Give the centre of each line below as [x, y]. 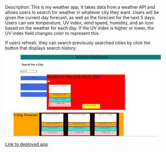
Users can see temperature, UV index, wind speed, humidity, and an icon [80, 23]
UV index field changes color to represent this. [52, 33]
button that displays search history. [41, 48]
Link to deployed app [27, 144]
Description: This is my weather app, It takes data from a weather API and [80, 7]
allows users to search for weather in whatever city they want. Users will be [82, 12]
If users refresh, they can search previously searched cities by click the [78, 43]
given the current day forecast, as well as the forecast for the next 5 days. [80, 17]
